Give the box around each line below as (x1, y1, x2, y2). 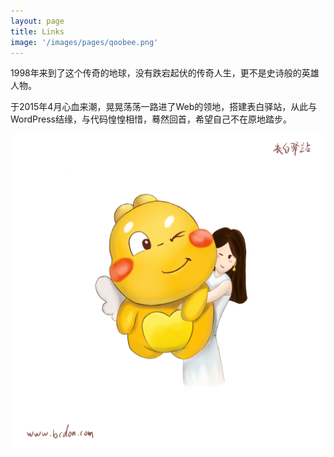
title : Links (10, 26, 65, 37)
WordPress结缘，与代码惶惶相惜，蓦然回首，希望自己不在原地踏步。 (10, 113, 293, 125)
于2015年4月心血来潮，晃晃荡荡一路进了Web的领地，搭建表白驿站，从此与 (10, 101, 318, 113)
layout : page (10, 16, 65, 26)
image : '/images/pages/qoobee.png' (10, 37, 159, 47)
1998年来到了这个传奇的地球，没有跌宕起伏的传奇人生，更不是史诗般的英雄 (10, 67, 320, 79)
